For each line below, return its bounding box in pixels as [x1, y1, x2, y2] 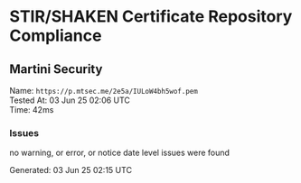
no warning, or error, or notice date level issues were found [9, 147, 230, 159]
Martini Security [9, 61, 103, 77]
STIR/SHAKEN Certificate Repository [9, 6, 293, 27]
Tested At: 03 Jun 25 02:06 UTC [9, 95, 131, 105]
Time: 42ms [9, 105, 54, 114]
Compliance [9, 25, 102, 46]
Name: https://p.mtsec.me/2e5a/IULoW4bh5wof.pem [9, 86, 199, 96]
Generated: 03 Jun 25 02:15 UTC [9, 165, 133, 176]
